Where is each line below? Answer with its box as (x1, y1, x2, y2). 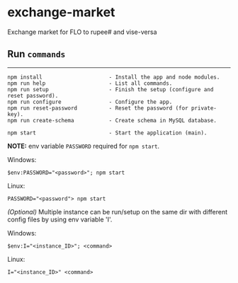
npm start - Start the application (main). (7, 129, 208, 137)
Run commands (7, 48, 66, 60)
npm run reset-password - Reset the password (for (7, 104, 189, 112)
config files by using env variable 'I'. (7, 215, 113, 224)
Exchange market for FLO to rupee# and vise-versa (7, 28, 157, 36)
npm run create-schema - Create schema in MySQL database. (7, 117, 217, 124)
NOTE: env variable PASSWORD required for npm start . (7, 141, 160, 150)
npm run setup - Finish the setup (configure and (7, 86, 214, 93)
